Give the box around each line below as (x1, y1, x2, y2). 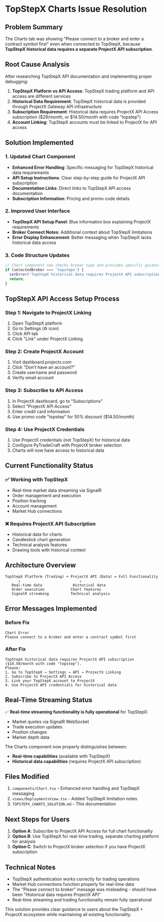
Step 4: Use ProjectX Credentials (5, 426, 85, 433)
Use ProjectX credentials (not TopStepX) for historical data (12, 437, 130, 443)
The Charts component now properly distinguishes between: (5, 744, 127, 749)
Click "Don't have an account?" (12, 364, 76, 370)
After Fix (5, 646, 26, 653)
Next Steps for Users (5, 815, 70, 823)
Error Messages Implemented (5, 605, 97, 613)
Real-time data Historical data (11, 583, 106, 588)
